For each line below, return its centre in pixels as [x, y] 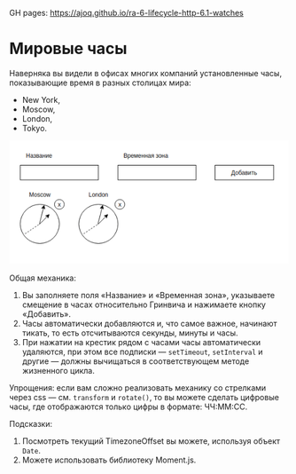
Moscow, [39, 109]
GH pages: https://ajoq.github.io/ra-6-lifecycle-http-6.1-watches [126, 13]
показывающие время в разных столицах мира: [101, 83]
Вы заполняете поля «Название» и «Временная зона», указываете [148, 295]
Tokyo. [34, 128]
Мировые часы [68, 49]
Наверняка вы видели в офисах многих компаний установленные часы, [145, 73]
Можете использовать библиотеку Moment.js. [109, 460]
